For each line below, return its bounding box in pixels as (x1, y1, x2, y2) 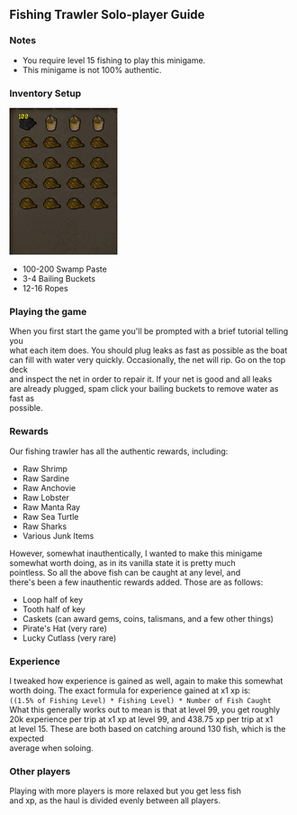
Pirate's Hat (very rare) (22, 623, 108, 634)
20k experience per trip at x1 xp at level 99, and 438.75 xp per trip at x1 (9, 713, 274, 725)
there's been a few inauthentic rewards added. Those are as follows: (9, 577, 264, 588)
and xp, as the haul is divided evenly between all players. (9, 795, 220, 806)
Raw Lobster (22, 492, 70, 503)
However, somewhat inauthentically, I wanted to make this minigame (9, 548, 263, 559)
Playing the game (9, 305, 87, 318)
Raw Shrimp (22, 463, 67, 474)
